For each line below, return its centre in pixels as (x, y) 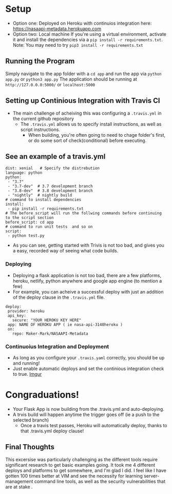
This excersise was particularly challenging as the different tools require (82, 459)
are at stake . (19, 487)
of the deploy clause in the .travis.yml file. (59, 297)
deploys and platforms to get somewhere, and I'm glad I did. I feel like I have (86, 470)
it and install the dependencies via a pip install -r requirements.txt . (88, 40)
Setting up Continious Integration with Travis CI (83, 101)
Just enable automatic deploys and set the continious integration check (88, 369)
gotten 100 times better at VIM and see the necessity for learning (74, 475)
